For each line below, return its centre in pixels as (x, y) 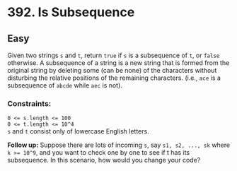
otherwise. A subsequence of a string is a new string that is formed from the (118, 63)
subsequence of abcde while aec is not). (65, 85)
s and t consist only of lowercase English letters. (79, 131)
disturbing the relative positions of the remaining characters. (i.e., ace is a (114, 78)
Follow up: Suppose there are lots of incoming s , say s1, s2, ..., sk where (119, 145)
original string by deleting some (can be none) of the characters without (112, 70)
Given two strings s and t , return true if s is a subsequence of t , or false (114, 55)
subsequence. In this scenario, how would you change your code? (104, 160)
